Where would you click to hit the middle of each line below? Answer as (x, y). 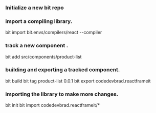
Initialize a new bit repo (35, 8)
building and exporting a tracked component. (63, 70)
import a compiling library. (39, 21)
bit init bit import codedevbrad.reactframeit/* (53, 105)
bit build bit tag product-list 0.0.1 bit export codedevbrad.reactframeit (78, 81)
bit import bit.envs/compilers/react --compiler (54, 33)
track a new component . (37, 46)
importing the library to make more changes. (62, 94)
